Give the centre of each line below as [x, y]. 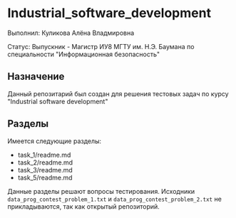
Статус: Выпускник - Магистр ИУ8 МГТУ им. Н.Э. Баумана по [101, 46]
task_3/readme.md [45, 170]
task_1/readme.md [44, 155]
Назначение [36, 77]
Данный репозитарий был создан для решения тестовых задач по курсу [118, 93]
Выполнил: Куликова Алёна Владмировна [71, 33]
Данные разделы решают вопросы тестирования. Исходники [101, 191]
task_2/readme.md [45, 162]
